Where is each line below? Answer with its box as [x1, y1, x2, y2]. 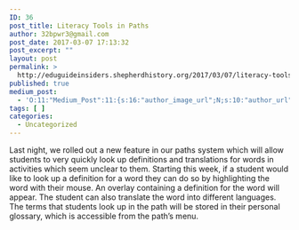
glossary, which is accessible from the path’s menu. [9, 210, 198, 221]
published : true [9, 79, 69, 88]
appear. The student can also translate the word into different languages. [9, 192, 277, 202]
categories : [9, 112, 53, 121]
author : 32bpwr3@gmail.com [9, 29, 109, 38]
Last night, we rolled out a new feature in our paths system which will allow [9, 145, 285, 155]
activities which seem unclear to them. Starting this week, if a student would [9, 163, 289, 174]
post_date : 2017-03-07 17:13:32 [9, 37, 129, 47]
